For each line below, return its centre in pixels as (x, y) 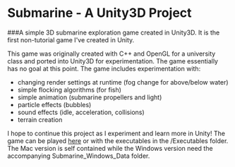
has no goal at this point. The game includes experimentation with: (104, 68)
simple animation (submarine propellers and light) (90, 97)
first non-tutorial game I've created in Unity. (71, 39)
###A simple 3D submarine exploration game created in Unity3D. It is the (114, 32)
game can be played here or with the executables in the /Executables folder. (118, 141)
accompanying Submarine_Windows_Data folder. (79, 156)
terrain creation (40, 119)
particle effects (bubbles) (54, 104)
